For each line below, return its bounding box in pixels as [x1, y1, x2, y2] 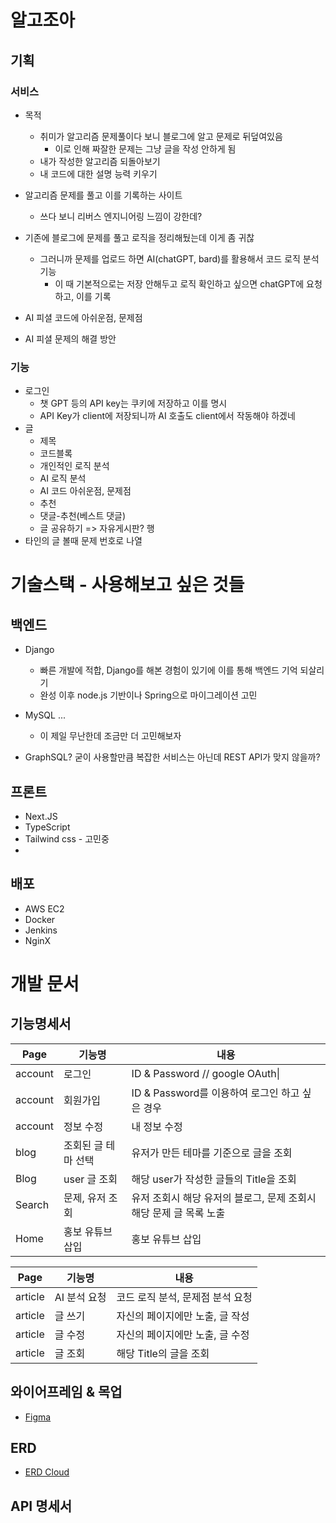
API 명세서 [10, 1497, 73, 1515]
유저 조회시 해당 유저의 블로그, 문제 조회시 [131, 1191, 317, 1205]
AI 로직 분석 [39, 472, 87, 485]
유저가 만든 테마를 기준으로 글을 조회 [131, 1146, 293, 1160]
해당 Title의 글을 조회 [116, 1346, 210, 1360]
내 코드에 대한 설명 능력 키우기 [39, 167, 158, 180]
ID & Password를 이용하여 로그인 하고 [131, 1086, 300, 1100]
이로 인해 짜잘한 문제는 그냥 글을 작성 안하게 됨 [54, 142, 237, 155]
